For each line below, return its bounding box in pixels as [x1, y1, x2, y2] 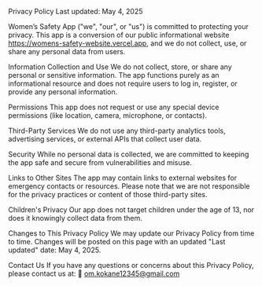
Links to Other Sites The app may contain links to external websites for [8, 173, 238, 182]
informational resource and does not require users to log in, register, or [8, 79, 238, 88]
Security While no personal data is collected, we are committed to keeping [8, 149, 249, 159]
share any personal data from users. [8, 47, 126, 56]
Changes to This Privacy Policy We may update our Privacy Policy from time [8, 229, 255, 238]
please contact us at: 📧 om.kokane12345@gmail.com [8, 269, 180, 278]
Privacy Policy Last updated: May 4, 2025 [8, 7, 143, 16]
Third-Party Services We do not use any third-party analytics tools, [8, 126, 226, 135]
